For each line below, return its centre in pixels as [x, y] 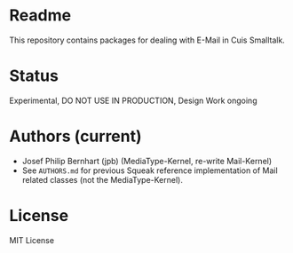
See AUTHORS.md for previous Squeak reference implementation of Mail [150, 170]
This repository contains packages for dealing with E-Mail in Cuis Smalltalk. [147, 40]
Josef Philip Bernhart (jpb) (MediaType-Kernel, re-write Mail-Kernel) [147, 161]
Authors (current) [75, 136]
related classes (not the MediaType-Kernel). [103, 179]
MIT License [32, 240]
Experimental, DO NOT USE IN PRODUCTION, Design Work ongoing [133, 100]
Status [34, 76]
